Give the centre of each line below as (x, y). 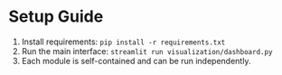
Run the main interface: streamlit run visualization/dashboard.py (147, 51)
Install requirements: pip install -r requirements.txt (123, 42)
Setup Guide (56, 17)
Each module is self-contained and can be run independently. (136, 61)
